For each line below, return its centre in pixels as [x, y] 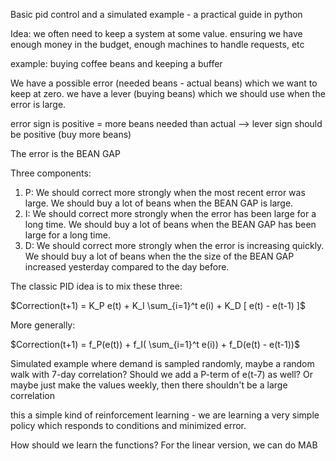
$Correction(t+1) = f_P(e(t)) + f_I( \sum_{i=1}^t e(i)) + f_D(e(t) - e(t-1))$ [155, 344]
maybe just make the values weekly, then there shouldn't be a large [149, 385]
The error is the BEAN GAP [65, 153]
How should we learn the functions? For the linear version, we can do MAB [164, 445]
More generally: [43, 325]
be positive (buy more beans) [71, 134]
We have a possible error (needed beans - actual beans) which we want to [164, 83]
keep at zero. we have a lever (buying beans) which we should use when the [168, 93]
